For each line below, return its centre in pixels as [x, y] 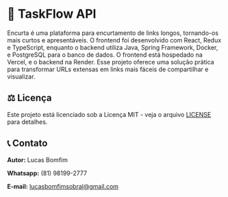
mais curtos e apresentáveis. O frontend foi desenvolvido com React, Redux [114, 40]
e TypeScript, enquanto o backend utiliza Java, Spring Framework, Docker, [113, 47]
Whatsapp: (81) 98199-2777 [47, 173]
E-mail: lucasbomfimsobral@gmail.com [63, 186]
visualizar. [21, 76]
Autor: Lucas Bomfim [38, 159]
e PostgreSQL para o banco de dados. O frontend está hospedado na [105, 55]
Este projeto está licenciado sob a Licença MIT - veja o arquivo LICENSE [109, 114]
